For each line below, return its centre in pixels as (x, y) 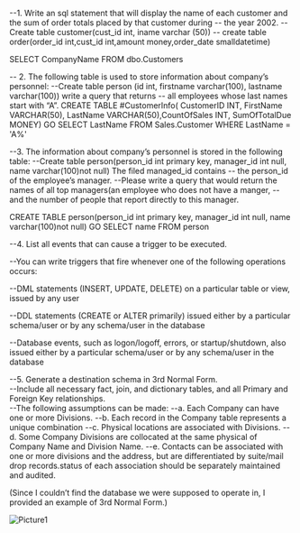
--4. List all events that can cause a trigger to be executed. (118, 244)
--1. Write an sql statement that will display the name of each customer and (149, 13)
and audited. (32, 475)
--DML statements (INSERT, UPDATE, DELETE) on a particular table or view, (150, 289)
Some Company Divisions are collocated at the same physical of (138, 437)
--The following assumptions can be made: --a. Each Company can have (144, 408)
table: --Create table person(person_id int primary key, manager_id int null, (148, 161)
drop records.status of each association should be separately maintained (145, 465)
